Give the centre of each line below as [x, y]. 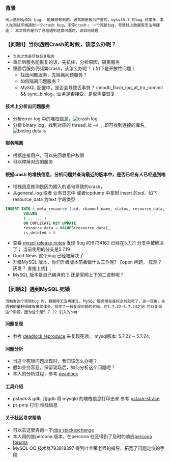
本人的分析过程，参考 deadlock [45, 374]
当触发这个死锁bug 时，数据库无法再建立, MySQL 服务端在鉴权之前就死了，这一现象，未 [85, 301]
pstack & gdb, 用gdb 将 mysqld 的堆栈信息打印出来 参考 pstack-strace [86, 399]
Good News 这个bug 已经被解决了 [48, 256]
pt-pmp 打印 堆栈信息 [35, 405]
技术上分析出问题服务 [27, 106]
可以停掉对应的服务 [33, 162]
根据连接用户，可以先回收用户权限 [48, 155]
